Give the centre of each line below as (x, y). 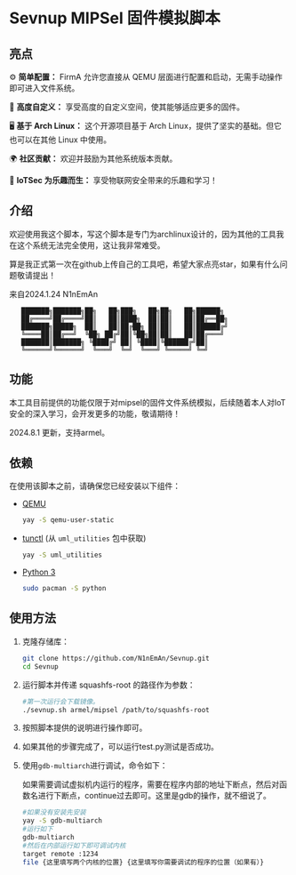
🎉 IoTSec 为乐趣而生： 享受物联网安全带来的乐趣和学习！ (113, 180)
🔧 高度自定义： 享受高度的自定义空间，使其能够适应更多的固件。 (127, 107)
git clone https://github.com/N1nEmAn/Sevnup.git (116, 658)
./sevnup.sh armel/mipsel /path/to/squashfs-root (116, 710)
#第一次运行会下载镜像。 (60, 702)
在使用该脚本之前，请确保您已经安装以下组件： (95, 486)
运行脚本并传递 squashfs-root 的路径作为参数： (108, 685)
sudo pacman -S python (64, 589)
